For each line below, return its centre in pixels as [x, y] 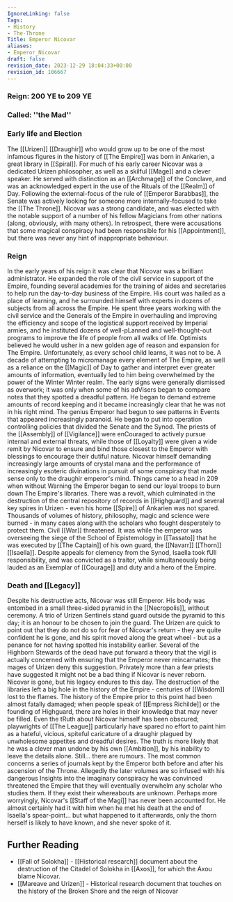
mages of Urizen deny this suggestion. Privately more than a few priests [111, 667]
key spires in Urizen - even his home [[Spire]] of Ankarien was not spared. [114, 508]
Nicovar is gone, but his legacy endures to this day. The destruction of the [113, 682]
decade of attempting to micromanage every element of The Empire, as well [116, 360]
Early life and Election [45, 134]
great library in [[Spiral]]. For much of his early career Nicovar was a [105, 164]
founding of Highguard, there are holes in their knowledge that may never [112, 712]
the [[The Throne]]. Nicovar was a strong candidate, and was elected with [113, 208]
